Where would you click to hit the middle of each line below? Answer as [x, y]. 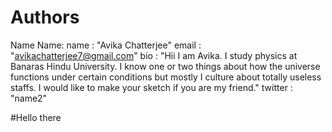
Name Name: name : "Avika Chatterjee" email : [106, 45]
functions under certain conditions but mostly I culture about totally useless [166, 77]
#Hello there [36, 117]
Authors [45, 17]
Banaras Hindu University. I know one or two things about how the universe [165, 66]
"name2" [29, 98]
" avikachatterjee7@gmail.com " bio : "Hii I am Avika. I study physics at [154, 55]
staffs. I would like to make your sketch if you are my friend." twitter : [151, 87]
